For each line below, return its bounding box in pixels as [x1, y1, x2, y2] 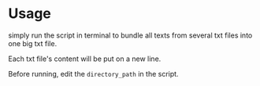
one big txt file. [8, 38, 58, 48]
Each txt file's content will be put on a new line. [8, 54, 162, 63]
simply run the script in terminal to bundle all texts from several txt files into [8, 30, 253, 40]
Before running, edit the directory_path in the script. [8, 69, 179, 78]
